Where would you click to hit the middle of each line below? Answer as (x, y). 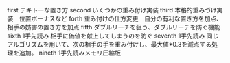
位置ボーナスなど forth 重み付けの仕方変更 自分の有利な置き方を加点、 (121, 18)
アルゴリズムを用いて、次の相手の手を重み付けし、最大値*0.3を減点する (110, 44)
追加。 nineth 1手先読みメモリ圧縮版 (70, 53)
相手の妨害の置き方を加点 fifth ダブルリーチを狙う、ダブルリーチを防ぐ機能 (114, 27)
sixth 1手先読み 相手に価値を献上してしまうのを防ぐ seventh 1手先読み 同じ (113, 36)
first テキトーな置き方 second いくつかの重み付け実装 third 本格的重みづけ (112, 10)
